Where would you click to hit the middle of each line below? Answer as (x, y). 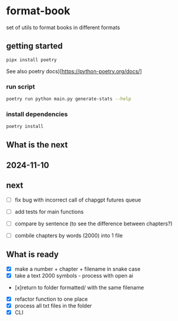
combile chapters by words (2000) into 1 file (69, 235)
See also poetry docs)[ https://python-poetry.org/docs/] (74, 71)
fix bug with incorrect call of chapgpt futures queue (78, 200)
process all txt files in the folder (53, 306)
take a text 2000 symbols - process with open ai (74, 275)
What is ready (33, 255)
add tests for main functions (49, 212)
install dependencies (37, 114)
